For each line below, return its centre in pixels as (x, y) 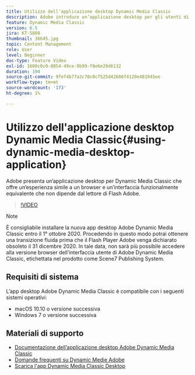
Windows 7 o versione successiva (55, 315)
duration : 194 (23, 71)
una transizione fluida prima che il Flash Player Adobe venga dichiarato (91, 240)
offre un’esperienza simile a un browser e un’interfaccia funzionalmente (92, 187)
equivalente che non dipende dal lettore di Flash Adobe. (73, 193)
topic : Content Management (39, 45)
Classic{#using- (126, 140)
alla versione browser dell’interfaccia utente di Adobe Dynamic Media (90, 252)
